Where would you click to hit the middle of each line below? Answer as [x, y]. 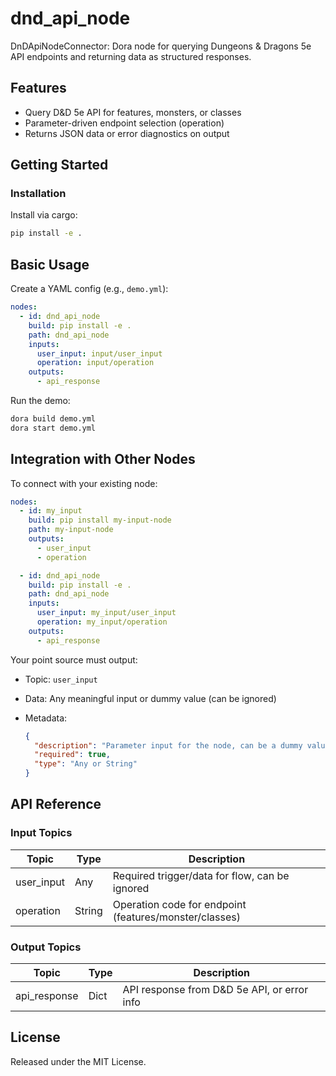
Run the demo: [40, 400]
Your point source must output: [74, 659]
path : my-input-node [71, 530]
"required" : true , [72, 755]
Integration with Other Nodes [103, 459]
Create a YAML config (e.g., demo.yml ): [89, 289]
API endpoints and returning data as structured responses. [131, 56]
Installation [38, 194]
